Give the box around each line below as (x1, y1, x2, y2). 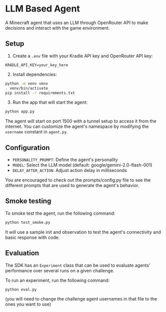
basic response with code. (5, 234, 60, 240)
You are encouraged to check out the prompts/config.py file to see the (5, 177, 151, 183)
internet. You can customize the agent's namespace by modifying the (5, 123, 149, 129)
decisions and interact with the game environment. (5, 25, 110, 31)
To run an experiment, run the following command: (5, 277, 110, 283)
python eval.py (5, 287, 37, 292)
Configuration (5, 143, 50, 152)
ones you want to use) (5, 301, 52, 307)
